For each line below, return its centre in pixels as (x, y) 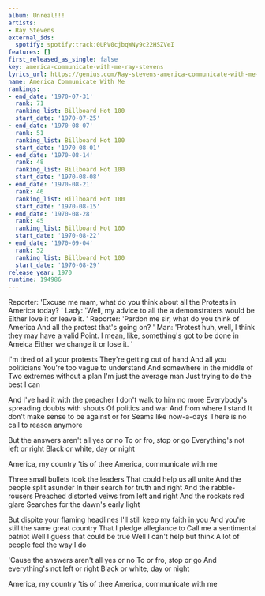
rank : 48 (30, 163)
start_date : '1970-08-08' (58, 177)
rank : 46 (30, 191)
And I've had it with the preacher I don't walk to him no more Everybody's (128, 400)
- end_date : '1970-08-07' (50, 126)
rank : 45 (30, 221)
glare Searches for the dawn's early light (74, 504)
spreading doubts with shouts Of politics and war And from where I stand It (130, 408)
